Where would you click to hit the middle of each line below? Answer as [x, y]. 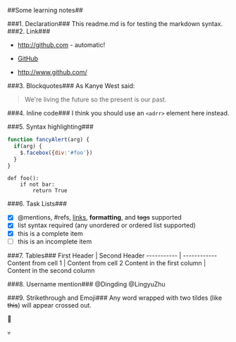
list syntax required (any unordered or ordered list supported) [106, 225]
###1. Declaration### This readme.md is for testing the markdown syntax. [115, 24]
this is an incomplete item [55, 241]
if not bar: [37, 185]
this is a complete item [50, 233]
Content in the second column [51, 270]
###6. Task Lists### [37, 204]
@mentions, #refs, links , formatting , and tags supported [99, 217]
